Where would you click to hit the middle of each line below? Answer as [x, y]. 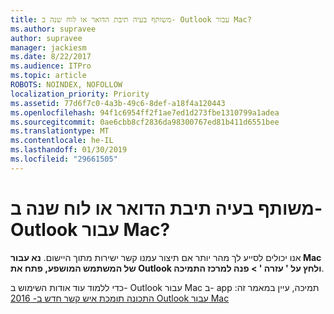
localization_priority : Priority [80, 94]
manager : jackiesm [48, 47]
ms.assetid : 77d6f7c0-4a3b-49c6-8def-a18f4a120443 [118, 103]
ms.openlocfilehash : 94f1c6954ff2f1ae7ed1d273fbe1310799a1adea [145, 112]
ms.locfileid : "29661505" [64, 159]
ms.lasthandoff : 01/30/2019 [69, 150]
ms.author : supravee [53, 29]
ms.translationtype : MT [60, 131]
